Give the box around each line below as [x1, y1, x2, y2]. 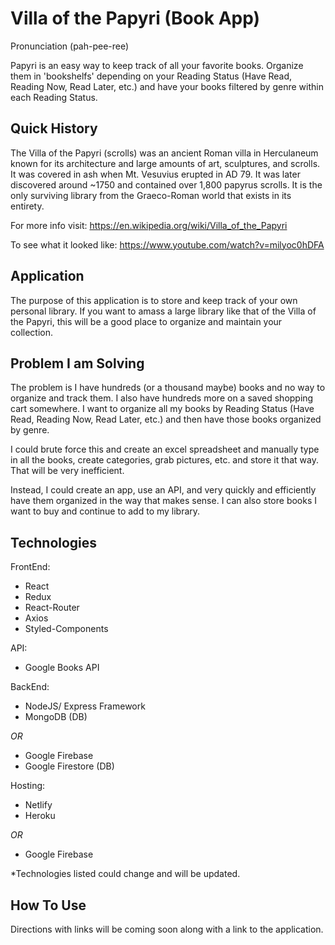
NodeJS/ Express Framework [24, 700, 146, 712]
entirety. [10, 200, 45, 212]
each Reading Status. [10, 91, 98, 103]
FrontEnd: [10, 561, 51, 573]
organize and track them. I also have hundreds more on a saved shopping [10, 392, 314, 404]
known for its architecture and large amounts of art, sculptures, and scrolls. [10, 157, 321, 169]
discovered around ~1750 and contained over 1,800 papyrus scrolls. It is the [10, 178, 323, 191]
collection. [10, 326, 54, 338]
